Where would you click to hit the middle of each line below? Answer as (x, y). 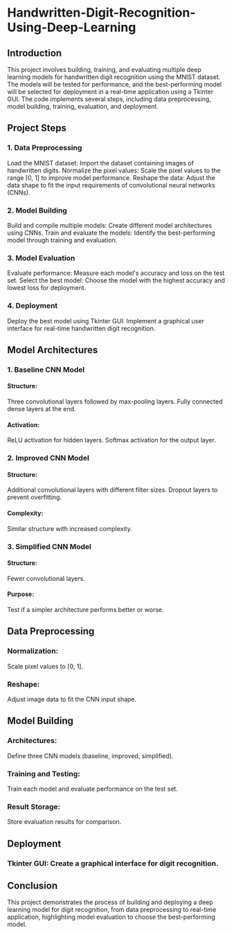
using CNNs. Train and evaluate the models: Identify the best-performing (111, 233)
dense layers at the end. (42, 409)
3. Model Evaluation (41, 258)
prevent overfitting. (35, 497)
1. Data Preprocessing (45, 148)
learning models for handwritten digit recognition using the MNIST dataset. (114, 77)
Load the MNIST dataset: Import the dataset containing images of (100, 163)
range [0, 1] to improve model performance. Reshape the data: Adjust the (111, 177)
